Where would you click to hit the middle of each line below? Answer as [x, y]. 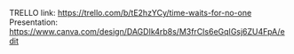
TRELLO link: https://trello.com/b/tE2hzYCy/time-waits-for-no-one [131, 13]
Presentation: [34, 22]
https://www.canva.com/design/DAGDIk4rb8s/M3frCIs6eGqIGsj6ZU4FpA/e [147, 31]
